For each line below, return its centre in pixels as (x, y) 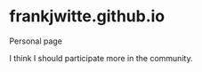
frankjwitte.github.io (87, 16)
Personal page (36, 41)
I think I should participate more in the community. (101, 58)
